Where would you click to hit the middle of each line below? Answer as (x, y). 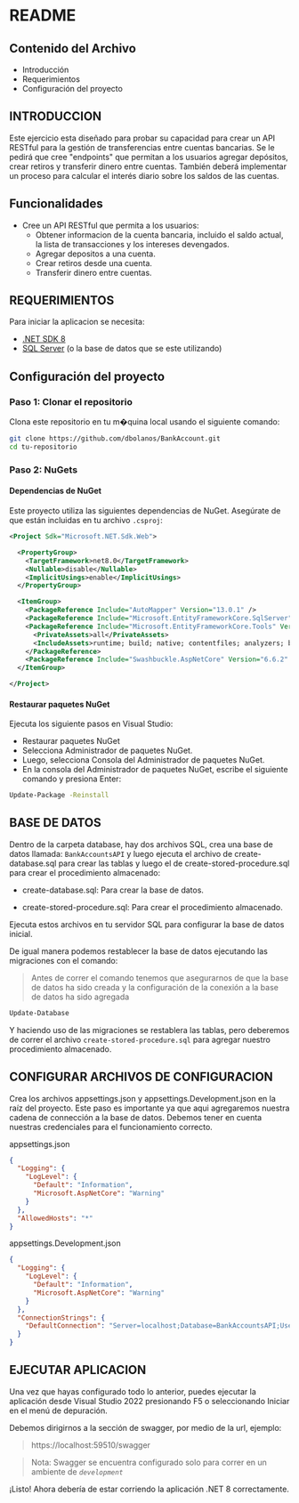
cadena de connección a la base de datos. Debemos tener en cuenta (136, 1117)
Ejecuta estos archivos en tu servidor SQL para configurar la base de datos (147, 924)
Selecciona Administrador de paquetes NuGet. (107, 751)
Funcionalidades (57, 204)
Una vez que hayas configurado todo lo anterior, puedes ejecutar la (133, 1391)
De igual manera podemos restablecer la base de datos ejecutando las (139, 951)
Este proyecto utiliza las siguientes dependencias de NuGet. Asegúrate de (145, 511)
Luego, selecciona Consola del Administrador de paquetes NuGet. (143, 760)
